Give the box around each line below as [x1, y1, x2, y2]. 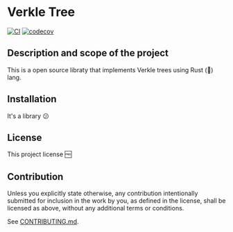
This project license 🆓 [7, 150, 72, 158]
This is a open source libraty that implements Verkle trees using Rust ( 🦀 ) [7, 65, 214, 74]
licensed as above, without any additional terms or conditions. [7, 204, 184, 213]
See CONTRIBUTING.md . [7, 217, 79, 226]
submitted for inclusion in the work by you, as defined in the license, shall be [7, 197, 226, 205]
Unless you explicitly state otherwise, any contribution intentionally [7, 189, 198, 198]
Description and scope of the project [7, 47, 169, 59]
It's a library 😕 [7, 112, 50, 120]
